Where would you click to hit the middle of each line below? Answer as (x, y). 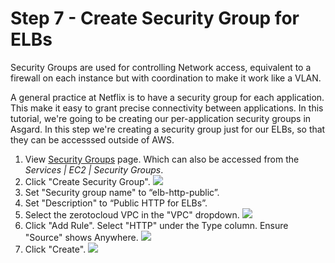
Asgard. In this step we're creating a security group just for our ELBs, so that (168, 129)
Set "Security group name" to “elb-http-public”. (122, 192)
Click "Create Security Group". (87, 181)
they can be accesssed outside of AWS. (92, 139)
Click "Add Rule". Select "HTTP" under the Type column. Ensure (156, 225)
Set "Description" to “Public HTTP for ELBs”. (116, 203)
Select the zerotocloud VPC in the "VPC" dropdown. (132, 214)
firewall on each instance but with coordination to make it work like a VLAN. (166, 78)
